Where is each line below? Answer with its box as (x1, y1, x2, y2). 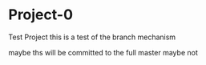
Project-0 (8, 6, 74, 24)
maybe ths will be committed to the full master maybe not (8, 47, 198, 57)
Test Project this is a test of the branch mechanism (8, 32, 176, 42)
